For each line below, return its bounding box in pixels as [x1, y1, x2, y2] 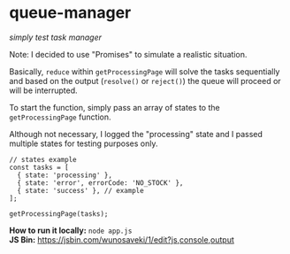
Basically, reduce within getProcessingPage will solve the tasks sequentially [9, 65, 280, 77]
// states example [9, 155, 77, 164]
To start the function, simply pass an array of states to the [9, 102, 220, 112]
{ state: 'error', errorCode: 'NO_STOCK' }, [17, 178, 184, 188]
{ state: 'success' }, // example [17, 186, 144, 195]
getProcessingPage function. [9, 112, 112, 122]
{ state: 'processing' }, [17, 171, 113, 180]
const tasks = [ [9, 163, 69, 172]
